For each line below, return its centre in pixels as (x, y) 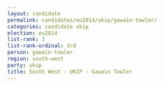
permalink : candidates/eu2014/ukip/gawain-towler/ (82, 20)
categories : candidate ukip (48, 26)
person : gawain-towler (40, 53)
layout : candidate (34, 14)
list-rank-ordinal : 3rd (42, 46)
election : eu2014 (32, 33)
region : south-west (36, 59)
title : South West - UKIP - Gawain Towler (70, 71)
